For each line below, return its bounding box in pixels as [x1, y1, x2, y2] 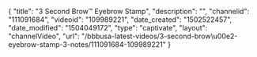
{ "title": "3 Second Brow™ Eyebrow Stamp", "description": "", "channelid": [8, 7, 250, 16]
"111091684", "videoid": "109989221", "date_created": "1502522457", [8, 15, 232, 24]
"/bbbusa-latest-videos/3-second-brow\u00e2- [81, 31, 238, 41]
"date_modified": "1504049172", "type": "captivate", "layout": [8, 23, 208, 32]
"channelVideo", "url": [8, 31, 81, 41]
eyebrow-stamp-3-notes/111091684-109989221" [8, 40, 166, 49]
